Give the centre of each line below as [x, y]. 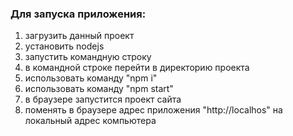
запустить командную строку [88, 57]
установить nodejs [64, 46]
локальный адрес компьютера [90, 121]
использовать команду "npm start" [99, 89]
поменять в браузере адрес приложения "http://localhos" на [153, 110]
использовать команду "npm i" [91, 78]
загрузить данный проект [79, 36]
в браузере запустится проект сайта [103, 99]
